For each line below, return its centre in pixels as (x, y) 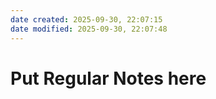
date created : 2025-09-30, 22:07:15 (86, 19)
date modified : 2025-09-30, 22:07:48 (89, 29)
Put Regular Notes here (108, 78)
